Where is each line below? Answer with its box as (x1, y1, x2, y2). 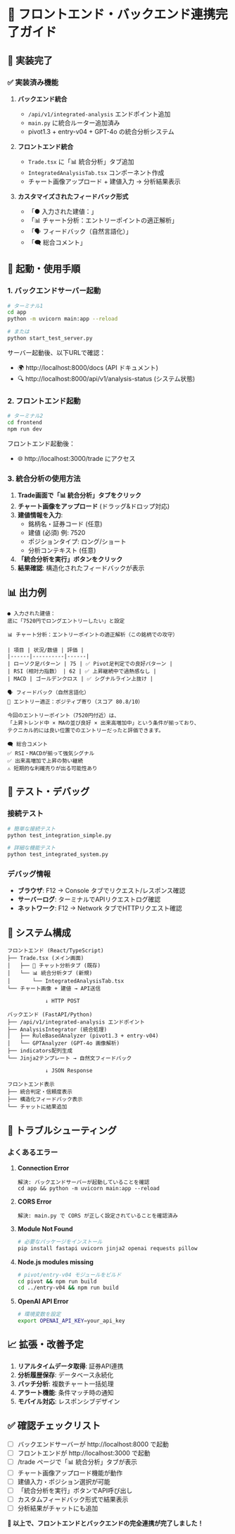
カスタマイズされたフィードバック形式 (17, 192, 129, 200)
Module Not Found (17, 1224, 73, 1233)
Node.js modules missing (17, 1257, 94, 1266)
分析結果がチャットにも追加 (17, 1504, 99, 1513)
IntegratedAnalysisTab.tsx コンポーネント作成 (27, 168, 165, 176)
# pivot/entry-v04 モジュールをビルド (17, 1271, 122, 1278)
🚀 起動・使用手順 (7, 263, 81, 275)
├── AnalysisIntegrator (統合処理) (7, 1026, 108, 1033)
